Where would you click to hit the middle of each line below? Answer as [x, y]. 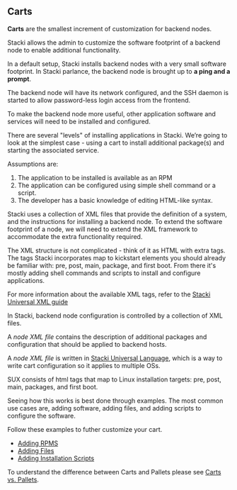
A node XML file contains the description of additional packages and [107, 337]
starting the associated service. [53, 150]
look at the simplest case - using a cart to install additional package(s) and [116, 143]
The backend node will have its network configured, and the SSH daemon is [118, 92]
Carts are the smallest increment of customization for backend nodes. [110, 28]
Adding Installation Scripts [56, 458]
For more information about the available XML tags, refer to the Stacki [109, 294]
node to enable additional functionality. [64, 50]
